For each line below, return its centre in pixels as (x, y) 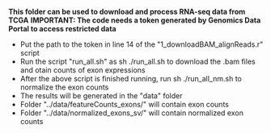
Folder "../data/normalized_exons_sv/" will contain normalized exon (132, 113)
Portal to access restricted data (62, 29)
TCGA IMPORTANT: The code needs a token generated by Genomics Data (135, 20)
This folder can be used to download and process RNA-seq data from (127, 12)
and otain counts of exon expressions (83, 70)
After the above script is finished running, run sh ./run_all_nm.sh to (131, 79)
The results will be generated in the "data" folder (101, 96)
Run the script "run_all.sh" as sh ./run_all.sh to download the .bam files (138, 61)
